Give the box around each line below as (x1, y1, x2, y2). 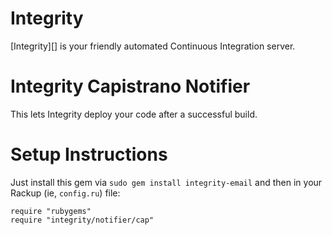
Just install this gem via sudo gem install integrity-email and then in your (10, 176, 323, 188)
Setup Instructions (10, 143, 168, 166)
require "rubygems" (10, 206, 92, 216)
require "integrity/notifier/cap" (10, 215, 155, 225)
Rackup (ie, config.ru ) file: (10, 187, 121, 199)
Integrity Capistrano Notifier (10, 75, 251, 98)
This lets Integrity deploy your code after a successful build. (10, 108, 258, 120)
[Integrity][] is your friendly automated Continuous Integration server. (10, 40, 296, 52)
